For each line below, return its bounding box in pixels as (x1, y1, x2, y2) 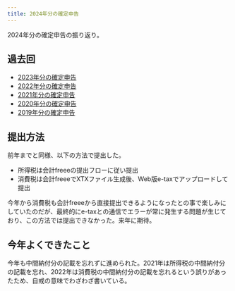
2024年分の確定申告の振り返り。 (7, 30, 104, 39)
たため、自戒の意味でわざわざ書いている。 (7, 276, 131, 285)
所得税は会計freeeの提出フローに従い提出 (17, 166, 139, 175)
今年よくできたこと (7, 239, 91, 251)
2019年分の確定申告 (17, 109, 76, 117)
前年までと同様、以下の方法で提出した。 (7, 151, 125, 159)
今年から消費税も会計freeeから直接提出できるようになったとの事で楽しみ (7, 199, 221, 207)
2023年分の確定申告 (17, 73, 77, 82)
